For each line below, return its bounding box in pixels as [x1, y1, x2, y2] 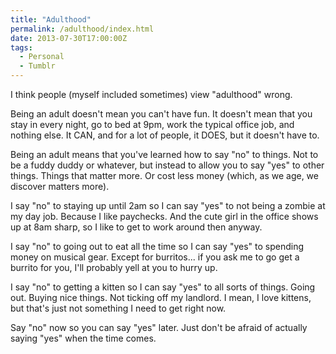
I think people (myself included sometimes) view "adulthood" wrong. [10, 89, 293, 100]
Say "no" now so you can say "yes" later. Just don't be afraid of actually [10, 322, 308, 333]
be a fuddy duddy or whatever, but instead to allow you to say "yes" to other [10, 159, 325, 171]
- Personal [19, 52, 65, 62]
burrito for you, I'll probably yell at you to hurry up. [10, 262, 218, 273]
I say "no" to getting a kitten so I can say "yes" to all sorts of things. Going [10, 281, 316, 293]
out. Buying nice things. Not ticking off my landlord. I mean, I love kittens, [10, 292, 312, 303]
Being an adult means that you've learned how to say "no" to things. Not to [10, 149, 319, 160]
